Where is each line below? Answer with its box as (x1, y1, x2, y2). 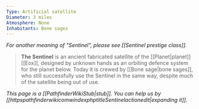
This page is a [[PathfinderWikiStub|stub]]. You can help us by (6, 90, 161, 97)
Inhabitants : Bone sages (6, 25, 68, 32)
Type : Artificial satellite (6, 8, 77, 15)
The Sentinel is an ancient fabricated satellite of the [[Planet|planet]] (20, 53, 191, 60)
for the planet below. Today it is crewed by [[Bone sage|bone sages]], (20, 66, 194, 73)
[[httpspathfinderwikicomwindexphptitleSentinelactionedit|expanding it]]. (6, 96, 188, 104)
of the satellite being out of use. (20, 79, 100, 86)
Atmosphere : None (6, 20, 50, 26)
